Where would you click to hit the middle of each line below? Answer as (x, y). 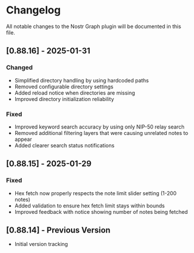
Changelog (33, 10)
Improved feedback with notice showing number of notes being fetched (101, 212)
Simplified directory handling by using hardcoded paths (82, 80)
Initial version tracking (41, 244)
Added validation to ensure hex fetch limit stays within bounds (90, 206)
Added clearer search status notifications (64, 145)
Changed (20, 68)
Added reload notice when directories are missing (75, 93)
